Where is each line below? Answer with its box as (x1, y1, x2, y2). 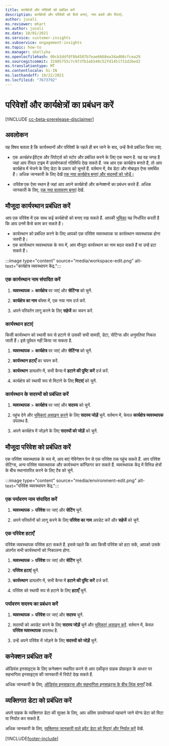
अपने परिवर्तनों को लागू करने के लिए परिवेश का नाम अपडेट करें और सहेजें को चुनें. (12, 517, 140, 523)
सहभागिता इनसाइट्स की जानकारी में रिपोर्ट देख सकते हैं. (5, 671, 94, 677)
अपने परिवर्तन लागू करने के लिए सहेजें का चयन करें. (12, 307, 94, 313)
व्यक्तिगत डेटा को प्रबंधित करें (5, 696, 72, 705)
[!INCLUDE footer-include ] (5, 735, 59, 741)
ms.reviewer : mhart (5, 21, 46, 27)
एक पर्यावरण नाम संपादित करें (5, 495, 57, 503)
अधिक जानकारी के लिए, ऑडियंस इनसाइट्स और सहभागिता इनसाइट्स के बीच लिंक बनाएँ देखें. (5, 681, 153, 687)
